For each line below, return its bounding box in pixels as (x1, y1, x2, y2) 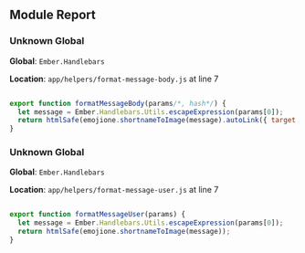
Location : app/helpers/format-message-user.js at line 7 (9, 184, 219, 195)
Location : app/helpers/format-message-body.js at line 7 (9, 73, 219, 84)
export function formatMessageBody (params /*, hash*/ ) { (9, 99, 226, 108)
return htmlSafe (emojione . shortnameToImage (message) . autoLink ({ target (17, 116, 297, 125)
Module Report (9, 7, 96, 23)
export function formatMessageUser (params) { (9, 210, 185, 219)
